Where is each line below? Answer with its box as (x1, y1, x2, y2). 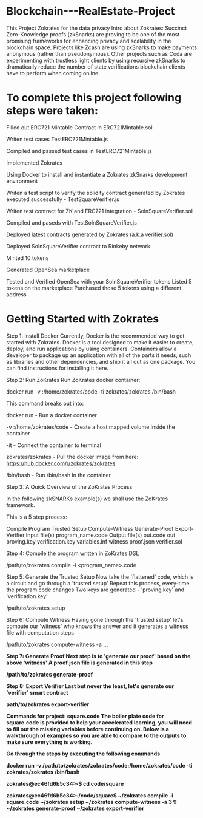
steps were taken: (6, 104, 99, 118)
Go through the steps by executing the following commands (6, 750, 161, 757)
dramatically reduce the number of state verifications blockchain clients (6, 63, 185, 70)
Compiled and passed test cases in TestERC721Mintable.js (6, 147, 153, 154)
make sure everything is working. (6, 738, 93, 745)
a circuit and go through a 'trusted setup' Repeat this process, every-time (6, 579, 190, 587)
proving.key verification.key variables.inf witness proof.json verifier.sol (6, 537, 183, 545)
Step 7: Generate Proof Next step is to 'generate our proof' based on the (6, 652, 191, 660)
